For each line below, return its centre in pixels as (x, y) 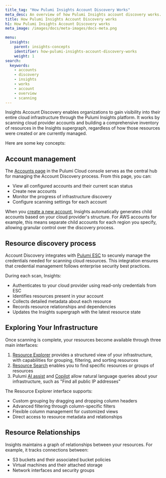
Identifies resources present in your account (58, 296)
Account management (41, 159)
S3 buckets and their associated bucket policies (62, 459)
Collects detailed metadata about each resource (62, 301)
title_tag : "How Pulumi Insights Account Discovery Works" (68, 10)
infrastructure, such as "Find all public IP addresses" (66, 381)
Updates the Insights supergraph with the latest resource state (77, 312)
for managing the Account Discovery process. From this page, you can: (79, 176)
